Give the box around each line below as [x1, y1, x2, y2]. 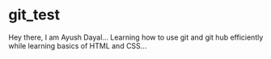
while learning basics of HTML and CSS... [8, 40, 147, 50]
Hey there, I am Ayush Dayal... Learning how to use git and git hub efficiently [8, 32, 264, 42]
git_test [8, 6, 61, 24]
